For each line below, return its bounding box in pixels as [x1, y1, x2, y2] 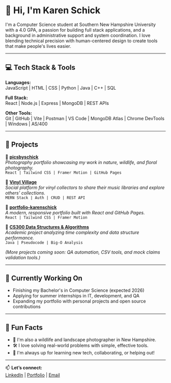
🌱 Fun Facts [5, 323, 43, 332]
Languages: [5, 79, 32, 86]
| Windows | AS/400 [5, 121, 48, 127]
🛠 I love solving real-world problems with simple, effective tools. [12, 342, 149, 348]
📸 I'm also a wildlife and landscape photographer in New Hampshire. [12, 337, 156, 343]
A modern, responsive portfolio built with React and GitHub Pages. [5, 209, 145, 215]
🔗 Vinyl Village [5, 179, 37, 185]
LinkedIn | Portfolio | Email [5, 372, 60, 378]
